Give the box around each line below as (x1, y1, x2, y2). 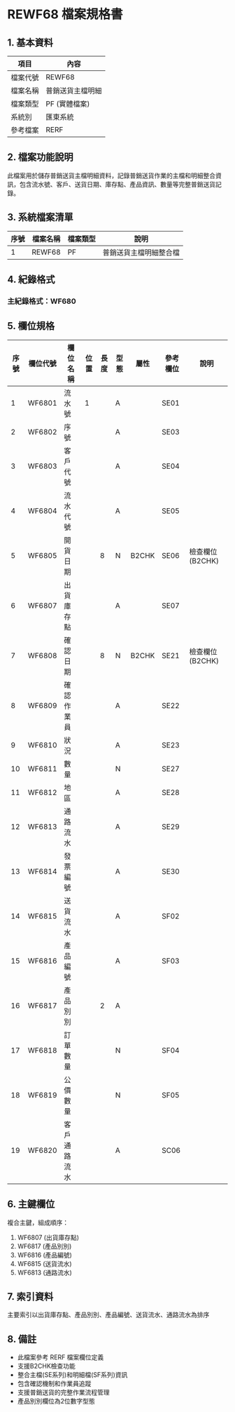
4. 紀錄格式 (7, 274, 55, 286)
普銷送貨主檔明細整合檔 (102, 247, 180, 257)
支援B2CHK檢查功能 (17, 1362, 76, 1371)
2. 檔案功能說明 (7, 152, 73, 164)
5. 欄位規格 (7, 320, 55, 332)
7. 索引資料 (7, 1291, 54, 1303)
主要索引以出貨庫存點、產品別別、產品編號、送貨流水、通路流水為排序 (7, 1310, 210, 1319)
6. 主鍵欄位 (7, 1198, 55, 1211)
